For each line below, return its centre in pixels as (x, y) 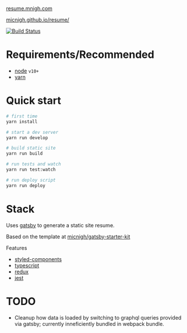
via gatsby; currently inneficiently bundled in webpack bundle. (89, 324)
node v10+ (27, 71)
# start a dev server (32, 132)
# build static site (31, 148)
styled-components (38, 259)
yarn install (22, 122)
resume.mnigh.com (29, 8)
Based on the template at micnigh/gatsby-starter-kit (68, 237)
